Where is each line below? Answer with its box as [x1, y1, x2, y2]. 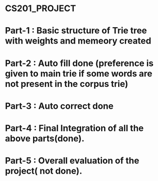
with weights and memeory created [5, 35, 152, 47]
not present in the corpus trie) [5, 78, 128, 89]
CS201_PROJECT [5, 3, 76, 14]
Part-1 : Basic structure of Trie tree [5, 25, 147, 36]
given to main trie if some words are [5, 68, 153, 79]
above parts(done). [5, 133, 85, 144]
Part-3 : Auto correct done [5, 100, 114, 112]
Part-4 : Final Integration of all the [5, 122, 144, 133]
